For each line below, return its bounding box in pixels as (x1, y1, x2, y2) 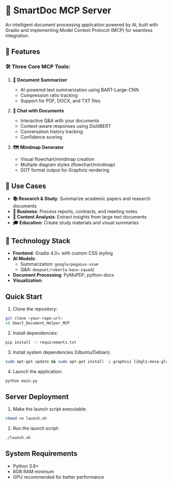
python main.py (5, 378, 38, 383)
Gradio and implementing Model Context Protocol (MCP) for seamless (5, 27, 153, 33)
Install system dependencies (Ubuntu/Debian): (12, 349, 111, 355)
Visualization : (12, 277, 43, 284)
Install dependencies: (12, 329, 58, 336)
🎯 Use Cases (5, 182, 47, 190)
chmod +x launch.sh (5, 416, 47, 421)
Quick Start (5, 292, 42, 301)
